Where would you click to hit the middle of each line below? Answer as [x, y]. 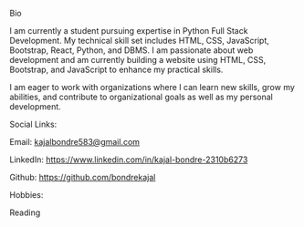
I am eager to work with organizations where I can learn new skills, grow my [152, 87]
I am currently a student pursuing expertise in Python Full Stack [129, 31]
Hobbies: [26, 195]
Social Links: [33, 124]
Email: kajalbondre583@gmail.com [74, 142]
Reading [25, 212]
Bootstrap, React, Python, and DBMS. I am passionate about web [131, 50]
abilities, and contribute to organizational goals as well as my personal [142, 97]
